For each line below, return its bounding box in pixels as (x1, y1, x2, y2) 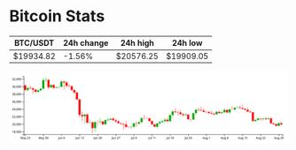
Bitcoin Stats (9, 6, 105, 26)
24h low (171, 38, 203, 49)
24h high (120, 38, 155, 49)
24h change (63, 38, 109, 49)
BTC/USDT (14, 38, 55, 49)
